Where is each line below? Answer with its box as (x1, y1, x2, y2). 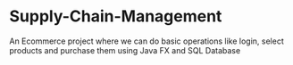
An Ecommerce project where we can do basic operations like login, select (9, 36, 284, 46)
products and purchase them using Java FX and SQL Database (9, 45, 241, 55)
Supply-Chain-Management (9, 6, 222, 27)
